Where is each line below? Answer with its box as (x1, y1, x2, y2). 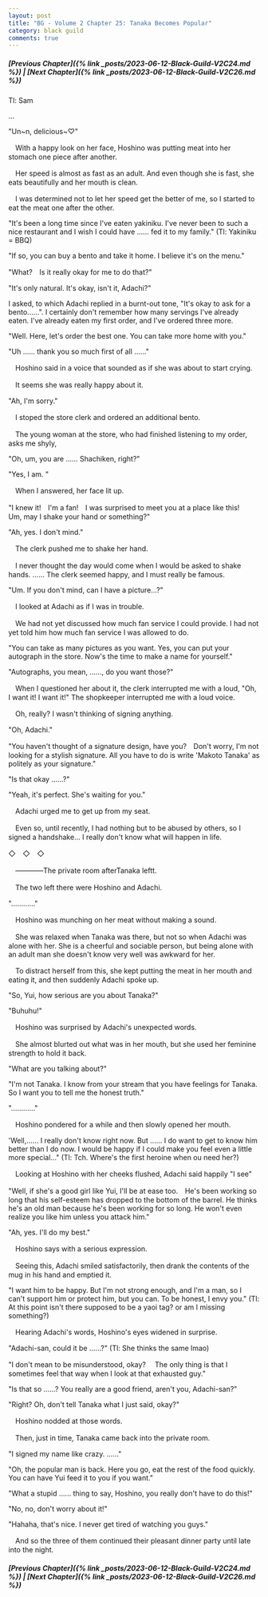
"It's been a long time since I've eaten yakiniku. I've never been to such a (8, 219, 249, 228)
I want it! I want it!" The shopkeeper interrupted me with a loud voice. (8, 692, 235, 703)
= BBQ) (8, 236, 33, 245)
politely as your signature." (8, 759, 97, 769)
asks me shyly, (8, 438, 57, 448)
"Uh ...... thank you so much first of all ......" (8, 347, 150, 356)
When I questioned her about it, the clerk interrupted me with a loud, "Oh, (14, 684, 257, 693)
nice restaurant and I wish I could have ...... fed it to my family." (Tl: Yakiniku (8, 227, 257, 236)
